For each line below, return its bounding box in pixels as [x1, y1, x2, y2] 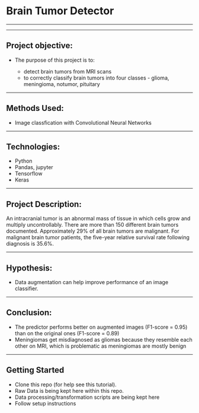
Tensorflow [14, 170, 43, 177]
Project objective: [6, 40, 73, 51]
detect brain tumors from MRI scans [23, 68, 112, 75]
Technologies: [6, 141, 60, 152]
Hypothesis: [6, 263, 53, 273]
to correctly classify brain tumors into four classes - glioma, [23, 74, 170, 81]
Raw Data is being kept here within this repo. [14, 387, 124, 394]
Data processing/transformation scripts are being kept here [14, 393, 160, 401]
